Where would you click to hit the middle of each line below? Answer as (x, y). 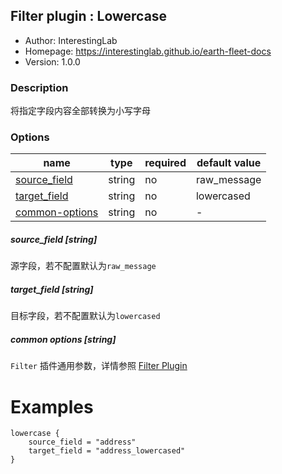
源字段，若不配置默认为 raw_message (83, 266)
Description (39, 87)
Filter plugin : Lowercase (89, 16)
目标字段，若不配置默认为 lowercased (85, 316)
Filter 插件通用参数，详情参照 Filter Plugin (99, 366)
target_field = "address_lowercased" (107, 451)
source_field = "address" (82, 442)
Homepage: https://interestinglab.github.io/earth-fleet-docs (148, 51)
